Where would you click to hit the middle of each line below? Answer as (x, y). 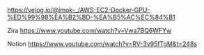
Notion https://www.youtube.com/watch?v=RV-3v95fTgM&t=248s (102, 44)
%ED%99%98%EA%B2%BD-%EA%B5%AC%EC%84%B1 (91, 17)
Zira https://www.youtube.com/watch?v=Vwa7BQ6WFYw (89, 31)
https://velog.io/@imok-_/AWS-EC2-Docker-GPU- (79, 10)
